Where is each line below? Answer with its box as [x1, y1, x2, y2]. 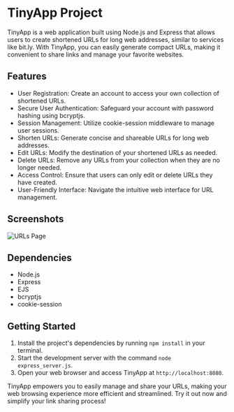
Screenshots [7, 213, 64, 225]
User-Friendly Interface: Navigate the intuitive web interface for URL [17, 185, 214, 193]
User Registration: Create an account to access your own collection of [17, 89, 220, 97]
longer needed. [17, 163, 61, 172]
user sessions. [17, 126, 59, 134]
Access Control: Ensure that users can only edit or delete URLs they [17, 170, 213, 179]
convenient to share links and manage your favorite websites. [7, 50, 184, 59]
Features [7, 71, 47, 82]
